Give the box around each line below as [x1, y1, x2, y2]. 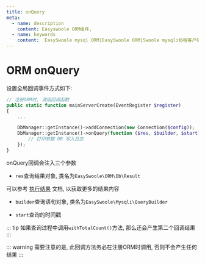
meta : [6, 15, 20, 21]
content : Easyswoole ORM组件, [17, 26, 93, 32]
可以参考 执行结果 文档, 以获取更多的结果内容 [6, 185, 120, 192]
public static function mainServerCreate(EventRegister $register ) [6, 102, 182, 109]
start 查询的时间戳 [15, 211, 62, 218]
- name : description [12, 20, 64, 26]
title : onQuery [6, 9, 45, 15]
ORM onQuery [6, 63, 80, 77]
